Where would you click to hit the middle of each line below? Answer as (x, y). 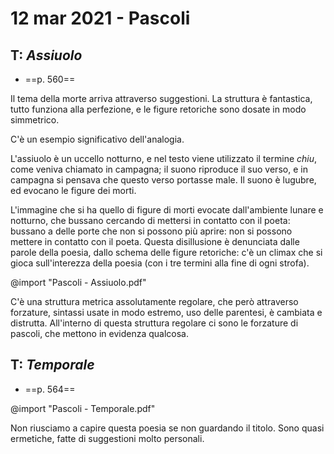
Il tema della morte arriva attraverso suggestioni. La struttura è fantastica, (161, 98)
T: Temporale (52, 365)
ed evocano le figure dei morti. (73, 190)
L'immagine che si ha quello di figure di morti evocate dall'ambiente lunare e (167, 210)
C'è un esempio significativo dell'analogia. (97, 139)
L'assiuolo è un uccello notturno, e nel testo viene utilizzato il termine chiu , (164, 158)
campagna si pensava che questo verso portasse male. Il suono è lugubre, (163, 180)
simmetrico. (35, 120)
